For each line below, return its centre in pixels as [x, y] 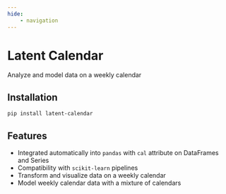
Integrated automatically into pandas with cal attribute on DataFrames [118, 152]
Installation [32, 97]
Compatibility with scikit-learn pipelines [78, 168]
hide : [15, 14]
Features [27, 136]
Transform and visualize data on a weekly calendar [91, 175]
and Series [33, 160]
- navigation [39, 21]
